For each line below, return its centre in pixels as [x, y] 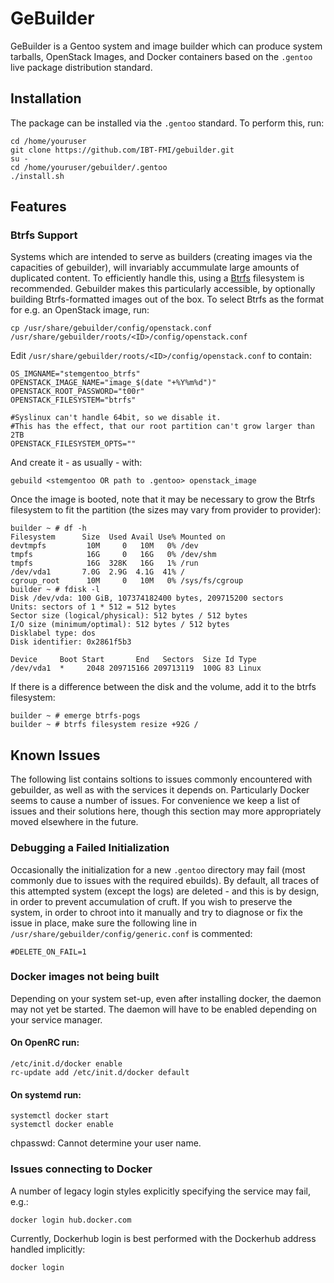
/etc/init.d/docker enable [66, 1064]
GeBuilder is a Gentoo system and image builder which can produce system [166, 46]
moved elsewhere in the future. [74, 822]
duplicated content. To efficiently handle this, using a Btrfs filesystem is [157, 278]
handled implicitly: [48, 1249]
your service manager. [56, 1019]
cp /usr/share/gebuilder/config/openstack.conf [111, 328]
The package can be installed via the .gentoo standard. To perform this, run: [167, 123]
